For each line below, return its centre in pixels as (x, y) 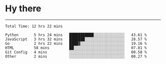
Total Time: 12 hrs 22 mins (34, 26)
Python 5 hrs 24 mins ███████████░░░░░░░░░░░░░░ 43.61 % (76, 35)
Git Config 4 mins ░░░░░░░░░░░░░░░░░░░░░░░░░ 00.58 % (76, 52)
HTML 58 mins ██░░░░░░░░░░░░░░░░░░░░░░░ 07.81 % (76, 48)
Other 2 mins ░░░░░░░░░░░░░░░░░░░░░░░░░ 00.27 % (76, 56)
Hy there (23, 9)
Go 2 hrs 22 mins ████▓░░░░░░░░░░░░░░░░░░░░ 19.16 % (76, 43)
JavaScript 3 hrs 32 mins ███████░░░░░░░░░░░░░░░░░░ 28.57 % (76, 39)
